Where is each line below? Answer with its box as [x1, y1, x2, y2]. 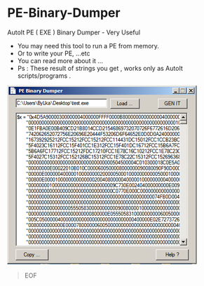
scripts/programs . [17, 71, 72, 80]
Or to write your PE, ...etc [17, 49, 90, 57]
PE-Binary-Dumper [7, 5, 121, 21]
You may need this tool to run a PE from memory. [17, 41, 160, 50]
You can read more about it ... [17, 56, 104, 64]
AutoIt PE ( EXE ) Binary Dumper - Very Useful [7, 28, 141, 36]
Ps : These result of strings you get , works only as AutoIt [17, 64, 184, 72]
